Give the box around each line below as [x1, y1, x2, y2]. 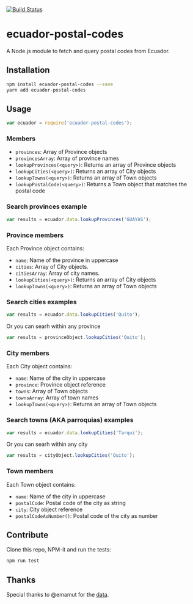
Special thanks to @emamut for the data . [6, 591, 109, 599]
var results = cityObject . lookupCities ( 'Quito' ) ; [6, 453, 136, 459]
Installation [6, 65, 50, 76]
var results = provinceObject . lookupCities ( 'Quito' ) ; [6, 335, 147, 341]
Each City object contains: [6, 363, 73, 370]
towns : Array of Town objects [15, 388, 89, 395]
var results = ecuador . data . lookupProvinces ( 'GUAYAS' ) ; [6, 216, 151, 222]
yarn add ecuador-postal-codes [6, 87, 86, 93]
